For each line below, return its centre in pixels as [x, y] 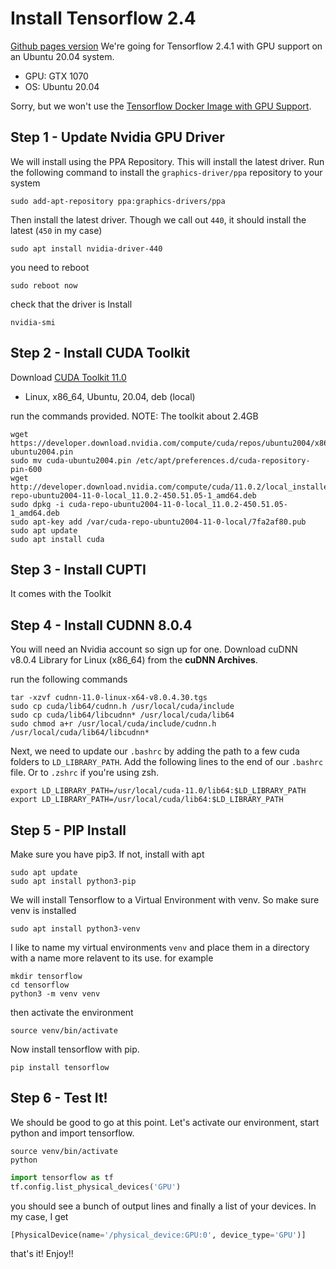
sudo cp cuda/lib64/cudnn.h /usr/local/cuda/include [122, 707]
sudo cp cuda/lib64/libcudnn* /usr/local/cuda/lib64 [122, 715]
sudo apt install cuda [57, 539]
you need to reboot [50, 267]
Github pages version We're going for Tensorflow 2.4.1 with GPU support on [166, 46]
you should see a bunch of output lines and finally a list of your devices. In [163, 1206]
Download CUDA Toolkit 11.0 [68, 377]
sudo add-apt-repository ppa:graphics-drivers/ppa [118, 201]
